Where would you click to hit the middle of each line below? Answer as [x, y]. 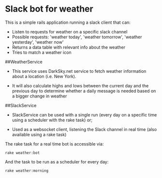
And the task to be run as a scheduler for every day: [57, 162]
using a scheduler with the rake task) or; [52, 120]
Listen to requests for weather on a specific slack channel [70, 32]
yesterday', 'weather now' [38, 42]
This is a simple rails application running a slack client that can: [68, 22]
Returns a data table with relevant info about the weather [69, 47]
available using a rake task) [39, 134]
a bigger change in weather [39, 96]
